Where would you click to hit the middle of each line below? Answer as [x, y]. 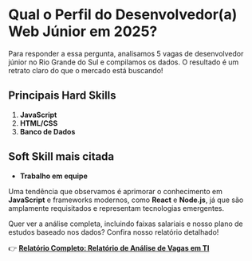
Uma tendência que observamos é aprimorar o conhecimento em [116, 191]
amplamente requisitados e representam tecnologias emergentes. [116, 208]
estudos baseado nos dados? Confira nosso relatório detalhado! [114, 232]
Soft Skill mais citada [61, 157]
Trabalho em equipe [53, 176]
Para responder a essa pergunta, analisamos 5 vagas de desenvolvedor [126, 53]
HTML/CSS [39, 123]
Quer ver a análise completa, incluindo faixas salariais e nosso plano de [126, 224]
